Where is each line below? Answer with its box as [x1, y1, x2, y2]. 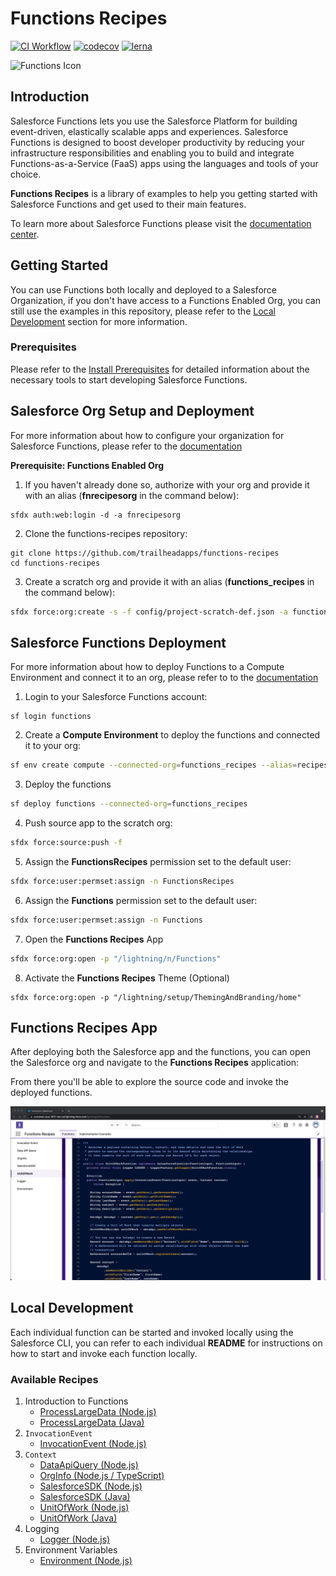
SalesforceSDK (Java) [39, 1491, 131, 1503]
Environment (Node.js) [39, 1555, 133, 1567]
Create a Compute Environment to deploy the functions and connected [24, 729, 321, 741]
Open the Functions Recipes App [24, 933, 164, 945]
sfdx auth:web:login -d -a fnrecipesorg [10, 510, 182, 520]
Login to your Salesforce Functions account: [24, 691, 208, 703]
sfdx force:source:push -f [10, 838, 123, 848]
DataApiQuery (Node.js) [39, 1459, 139, 1471]
